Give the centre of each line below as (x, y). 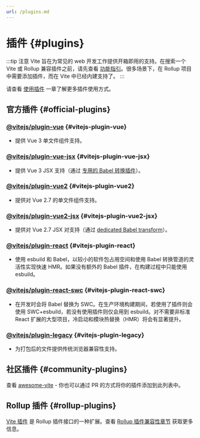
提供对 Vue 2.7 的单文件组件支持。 (57, 200)
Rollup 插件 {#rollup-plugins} (61, 406)
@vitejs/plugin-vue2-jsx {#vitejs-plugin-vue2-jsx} (82, 216)
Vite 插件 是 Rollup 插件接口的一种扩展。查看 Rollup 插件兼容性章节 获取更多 (100, 421)
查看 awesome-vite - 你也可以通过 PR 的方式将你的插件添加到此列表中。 (95, 385)
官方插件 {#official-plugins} (58, 109)
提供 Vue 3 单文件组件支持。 (50, 141)
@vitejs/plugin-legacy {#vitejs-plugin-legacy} (75, 335)
